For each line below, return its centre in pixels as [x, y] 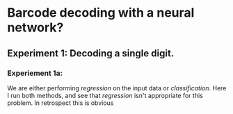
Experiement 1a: [35, 73]
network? [35, 27]
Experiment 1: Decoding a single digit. [91, 53]
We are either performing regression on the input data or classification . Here [117, 88]
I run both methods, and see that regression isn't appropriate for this [105, 95]
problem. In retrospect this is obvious [61, 103]
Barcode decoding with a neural [101, 13]
